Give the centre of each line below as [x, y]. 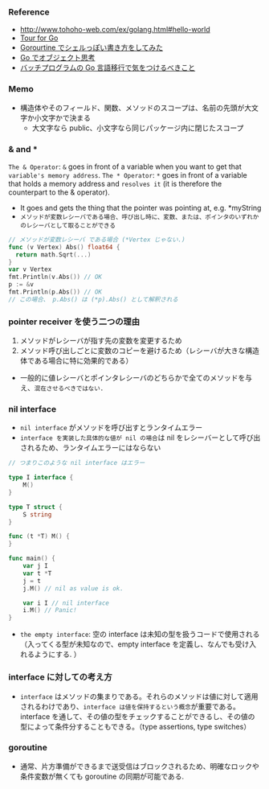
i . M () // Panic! [50, 610]
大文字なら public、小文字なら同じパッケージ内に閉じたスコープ [138, 128]
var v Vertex [30, 269]
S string [37, 514]
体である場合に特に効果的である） [76, 361]
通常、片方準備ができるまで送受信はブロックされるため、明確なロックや [139, 766]
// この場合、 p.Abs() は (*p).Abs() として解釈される [93, 299]
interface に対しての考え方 [60, 677]
